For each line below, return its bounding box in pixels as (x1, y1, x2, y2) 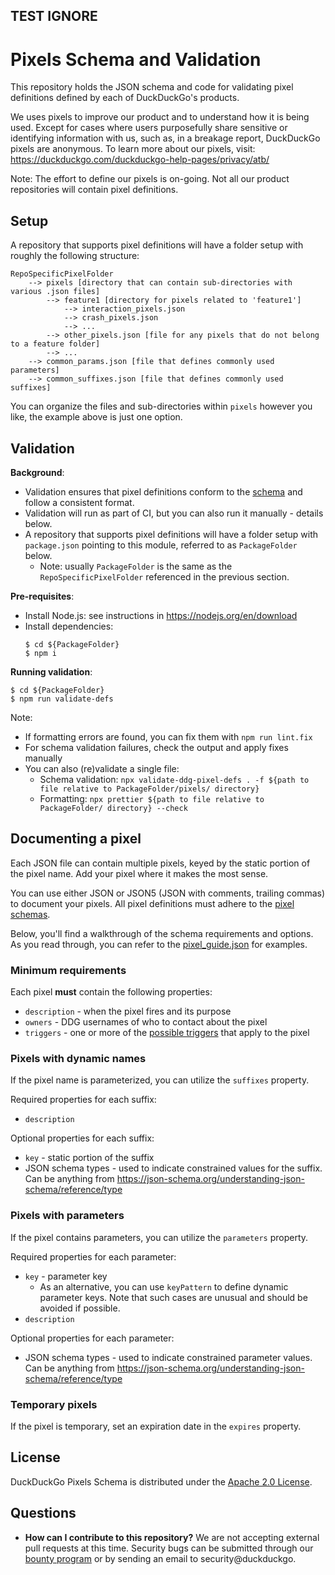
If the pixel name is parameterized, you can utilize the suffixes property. (10, 1074, 310, 1086)
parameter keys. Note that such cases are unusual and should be (39, 1291, 308, 1303)
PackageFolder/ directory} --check (39, 803, 188, 813)
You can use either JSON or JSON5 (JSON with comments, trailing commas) (10, 887, 326, 899)
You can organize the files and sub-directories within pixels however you (10, 400, 313, 413)
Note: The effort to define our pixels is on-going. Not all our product (10, 173, 290, 185)
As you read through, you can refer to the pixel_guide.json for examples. (10, 938, 308, 950)
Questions (10, 1505, 77, 1522)
